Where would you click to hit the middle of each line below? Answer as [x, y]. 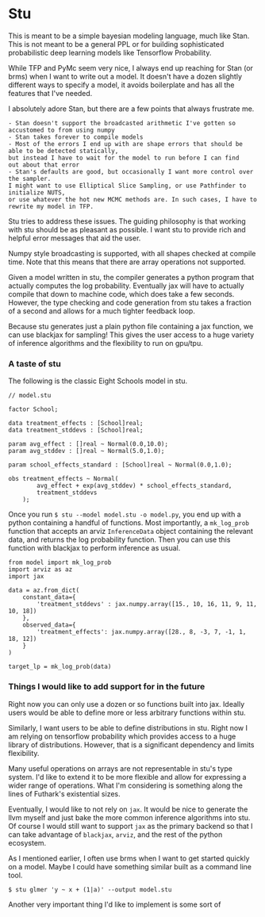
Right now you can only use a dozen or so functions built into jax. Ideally [127, 704]
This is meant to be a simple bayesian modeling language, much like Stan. [129, 36]
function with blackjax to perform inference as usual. [94, 548]
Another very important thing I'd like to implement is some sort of [115, 904]
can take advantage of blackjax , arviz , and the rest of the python [115, 835]
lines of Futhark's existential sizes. [64, 793]
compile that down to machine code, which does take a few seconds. [121, 294]
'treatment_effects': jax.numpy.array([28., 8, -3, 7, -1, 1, [142, 632]
